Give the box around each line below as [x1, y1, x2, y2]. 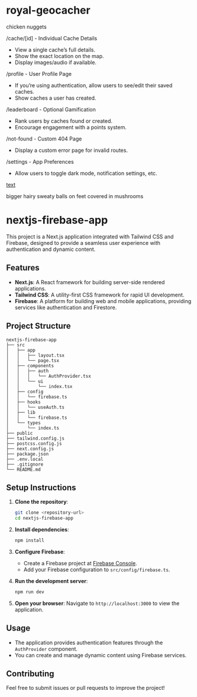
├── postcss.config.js [6, 440, 62, 447]
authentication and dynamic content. [6, 246, 96, 253]
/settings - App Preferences [6, 158, 74, 165]
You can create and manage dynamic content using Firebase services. [14, 651, 187, 658]
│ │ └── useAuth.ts [6, 404, 65, 410]
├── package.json [6, 451, 49, 457]
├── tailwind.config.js [6, 435, 65, 441]
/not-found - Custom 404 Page [6, 135, 82, 142]
